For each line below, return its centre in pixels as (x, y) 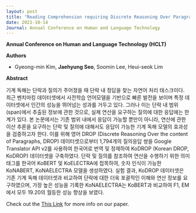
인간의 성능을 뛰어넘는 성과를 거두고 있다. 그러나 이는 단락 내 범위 (105, 105)
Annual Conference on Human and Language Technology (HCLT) (86, 44)
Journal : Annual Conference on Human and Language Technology (83, 28)
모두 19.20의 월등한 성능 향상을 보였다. (61, 193)
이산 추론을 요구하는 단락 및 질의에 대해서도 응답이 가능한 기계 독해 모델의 (89, 127)
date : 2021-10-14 (27, 22)
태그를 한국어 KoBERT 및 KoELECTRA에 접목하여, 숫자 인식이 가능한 (84, 163)
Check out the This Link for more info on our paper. (68, 204)
